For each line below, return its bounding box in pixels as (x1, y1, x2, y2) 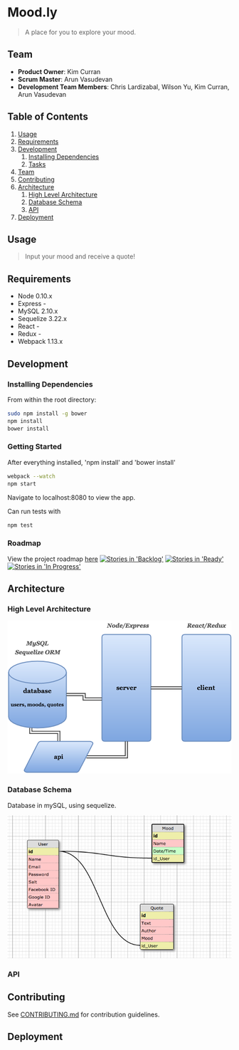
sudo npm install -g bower (7, 410, 87, 417)
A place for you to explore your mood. (24, 28, 137, 36)
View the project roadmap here (7, 555, 98, 563)
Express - (17, 300, 46, 308)
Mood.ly (7, 4, 58, 21)
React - (17, 322, 40, 331)
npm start (7, 480, 37, 488)
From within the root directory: (7, 395, 97, 404)
